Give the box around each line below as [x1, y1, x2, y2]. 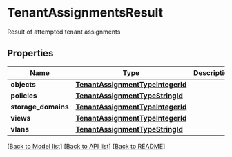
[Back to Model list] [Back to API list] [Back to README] [7, 142, 166, 150]
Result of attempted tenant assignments [7, 28, 121, 36]
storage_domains [10, 102, 69, 112]
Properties [7, 48, 54, 59]
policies [10, 91, 37, 101]
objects [10, 79, 36, 89]
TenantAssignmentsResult [7, 5, 164, 21]
